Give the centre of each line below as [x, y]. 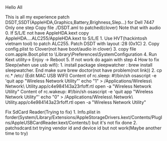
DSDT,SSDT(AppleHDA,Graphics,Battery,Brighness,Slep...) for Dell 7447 [80, 22]
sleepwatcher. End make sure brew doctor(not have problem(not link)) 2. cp [84, 70]
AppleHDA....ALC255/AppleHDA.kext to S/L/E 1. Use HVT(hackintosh [76, 38]
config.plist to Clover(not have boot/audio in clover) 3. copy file [71, 49]
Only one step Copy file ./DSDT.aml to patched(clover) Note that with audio [83, 28]
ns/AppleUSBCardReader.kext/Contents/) [48, 123]
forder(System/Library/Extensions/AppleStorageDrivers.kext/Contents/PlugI [84, 117]
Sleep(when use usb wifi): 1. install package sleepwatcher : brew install [79, 65]
